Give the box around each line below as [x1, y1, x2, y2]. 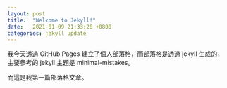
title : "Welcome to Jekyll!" [7, 17, 97, 24]
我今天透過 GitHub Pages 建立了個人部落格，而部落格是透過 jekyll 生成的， [7, 50, 224, 58]
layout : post [7, 10, 46, 17]
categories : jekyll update [7, 29, 87, 37]
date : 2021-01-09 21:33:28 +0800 [7, 23, 112, 30]
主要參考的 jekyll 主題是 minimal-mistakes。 [7, 59, 135, 67]
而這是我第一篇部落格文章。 [7, 73, 88, 82]
